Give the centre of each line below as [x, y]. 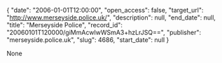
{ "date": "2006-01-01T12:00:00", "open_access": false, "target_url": [105, 10]
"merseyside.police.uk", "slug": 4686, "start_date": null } [88, 40]
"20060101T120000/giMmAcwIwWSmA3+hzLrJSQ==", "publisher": [104, 32]
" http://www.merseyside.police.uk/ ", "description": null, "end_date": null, [111, 17]
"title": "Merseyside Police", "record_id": [65, 25]
